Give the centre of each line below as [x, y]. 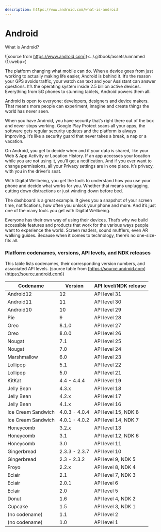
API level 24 [108, 349]
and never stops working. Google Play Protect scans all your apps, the [75, 125]
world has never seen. [27, 111]
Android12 [20, 294]
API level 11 [108, 443]
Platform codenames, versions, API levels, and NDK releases [78, 253]
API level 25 [108, 341]
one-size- [146, 235]
